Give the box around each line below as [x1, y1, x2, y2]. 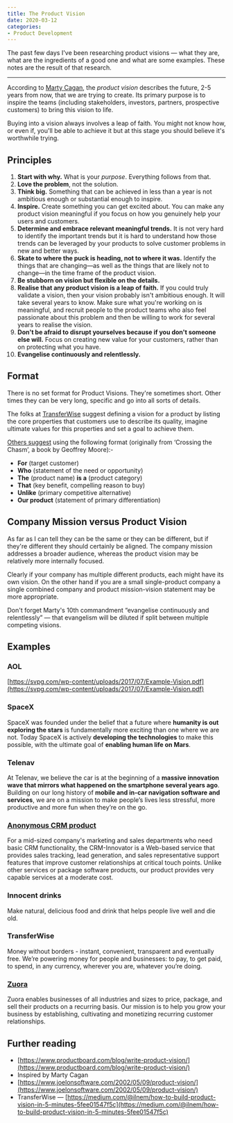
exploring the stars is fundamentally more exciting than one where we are [7, 725, 220, 734]
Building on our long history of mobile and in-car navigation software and [7, 788, 221, 796]
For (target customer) [17, 459, 80, 467]
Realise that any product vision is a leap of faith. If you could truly [17, 283, 209, 292]
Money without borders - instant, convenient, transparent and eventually [7, 947, 214, 955]
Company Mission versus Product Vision [7, 516, 187, 528]
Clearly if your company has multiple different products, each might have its [7, 570, 224, 579]
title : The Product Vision [7, 10, 85, 17]
